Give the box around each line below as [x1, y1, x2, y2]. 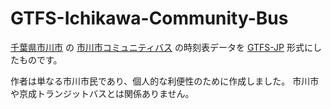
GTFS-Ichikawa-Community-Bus [10, 7, 289, 30]
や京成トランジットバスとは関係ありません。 [10, 87, 195, 99]
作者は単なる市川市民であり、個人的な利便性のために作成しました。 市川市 [10, 75, 320, 87]
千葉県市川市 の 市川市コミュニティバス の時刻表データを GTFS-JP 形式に [10, 41, 313, 53]
